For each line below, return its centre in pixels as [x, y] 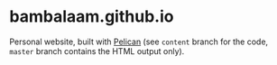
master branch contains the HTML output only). [97, 51]
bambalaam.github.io [92, 17]
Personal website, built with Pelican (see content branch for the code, [139, 42]
